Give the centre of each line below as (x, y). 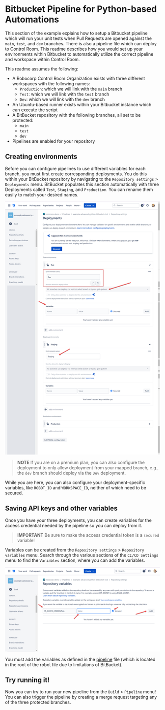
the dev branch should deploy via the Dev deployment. (71, 473)
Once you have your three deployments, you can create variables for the (79, 520)
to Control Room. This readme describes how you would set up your (74, 49)
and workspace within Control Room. (42, 59)
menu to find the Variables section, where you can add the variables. (75, 560)
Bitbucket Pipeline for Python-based (81, 9)
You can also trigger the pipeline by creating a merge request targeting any (81, 697)
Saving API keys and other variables (61, 508)
